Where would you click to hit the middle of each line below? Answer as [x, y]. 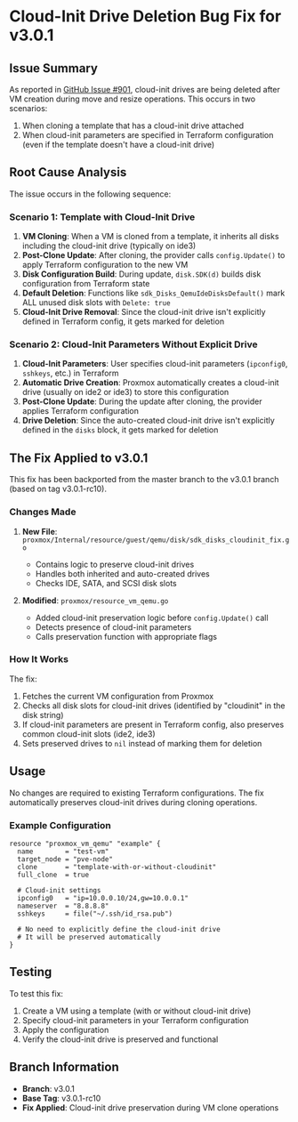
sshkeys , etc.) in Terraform [70, 373]
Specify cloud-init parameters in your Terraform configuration [135, 1020]
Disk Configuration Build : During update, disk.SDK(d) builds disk [141, 274]
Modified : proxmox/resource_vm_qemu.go [95, 600]
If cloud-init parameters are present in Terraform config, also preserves [153, 724]
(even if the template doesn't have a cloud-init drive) [118, 145]
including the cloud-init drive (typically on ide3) [109, 246]
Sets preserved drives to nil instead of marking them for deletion [142, 743]
